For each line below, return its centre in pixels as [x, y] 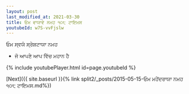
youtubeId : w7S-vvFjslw [35, 28]
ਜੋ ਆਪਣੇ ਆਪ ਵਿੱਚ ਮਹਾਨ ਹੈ [42, 56]
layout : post [22, 11]
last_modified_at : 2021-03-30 [43, 17]
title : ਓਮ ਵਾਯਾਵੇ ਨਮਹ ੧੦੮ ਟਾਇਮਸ [44, 22]
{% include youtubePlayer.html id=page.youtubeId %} [71, 68]
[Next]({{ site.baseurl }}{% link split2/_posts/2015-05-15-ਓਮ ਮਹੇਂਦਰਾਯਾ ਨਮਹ [94, 79]
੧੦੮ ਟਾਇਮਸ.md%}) [29, 86]
